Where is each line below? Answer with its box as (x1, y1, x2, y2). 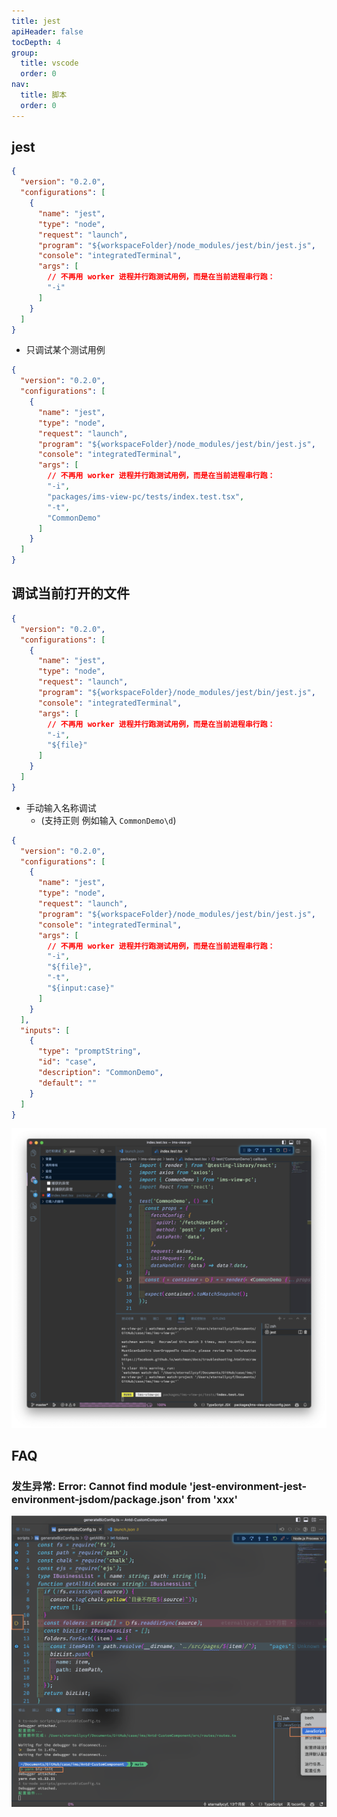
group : (11, 48, 39, 58)
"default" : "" (37, 1078, 98, 1088)
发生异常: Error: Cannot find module (11, 1480, 188, 1494)
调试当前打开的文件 (11, 585, 130, 602)
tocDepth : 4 (11, 37, 61, 47)
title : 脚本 (20, 90, 68, 100)
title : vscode (20, 58, 79, 69)
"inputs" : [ (20, 1025, 71, 1035)
